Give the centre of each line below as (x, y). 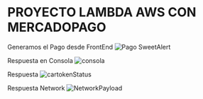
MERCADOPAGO (57, 27)
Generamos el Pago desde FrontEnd (60, 47)
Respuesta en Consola (40, 60)
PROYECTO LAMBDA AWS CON (102, 12)
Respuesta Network (36, 88)
